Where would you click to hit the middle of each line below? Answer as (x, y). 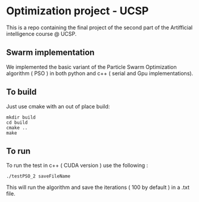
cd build (17, 122)
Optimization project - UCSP (77, 11)
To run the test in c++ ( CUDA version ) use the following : (77, 166)
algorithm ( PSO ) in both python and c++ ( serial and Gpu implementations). (100, 73)
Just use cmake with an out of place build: (58, 106)
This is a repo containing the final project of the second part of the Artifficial (99, 27)
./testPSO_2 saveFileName (38, 176)
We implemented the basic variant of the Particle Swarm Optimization (91, 67)
